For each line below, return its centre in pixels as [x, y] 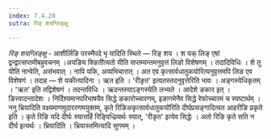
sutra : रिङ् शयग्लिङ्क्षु [38, 23]
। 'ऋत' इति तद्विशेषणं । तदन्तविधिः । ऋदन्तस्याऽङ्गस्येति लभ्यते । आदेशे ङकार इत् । [120, 89]
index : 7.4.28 [32, 16]
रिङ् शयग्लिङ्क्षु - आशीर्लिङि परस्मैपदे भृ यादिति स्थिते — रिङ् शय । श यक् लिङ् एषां [114, 53]
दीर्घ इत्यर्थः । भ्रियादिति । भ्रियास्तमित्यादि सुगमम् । [72, 125]
